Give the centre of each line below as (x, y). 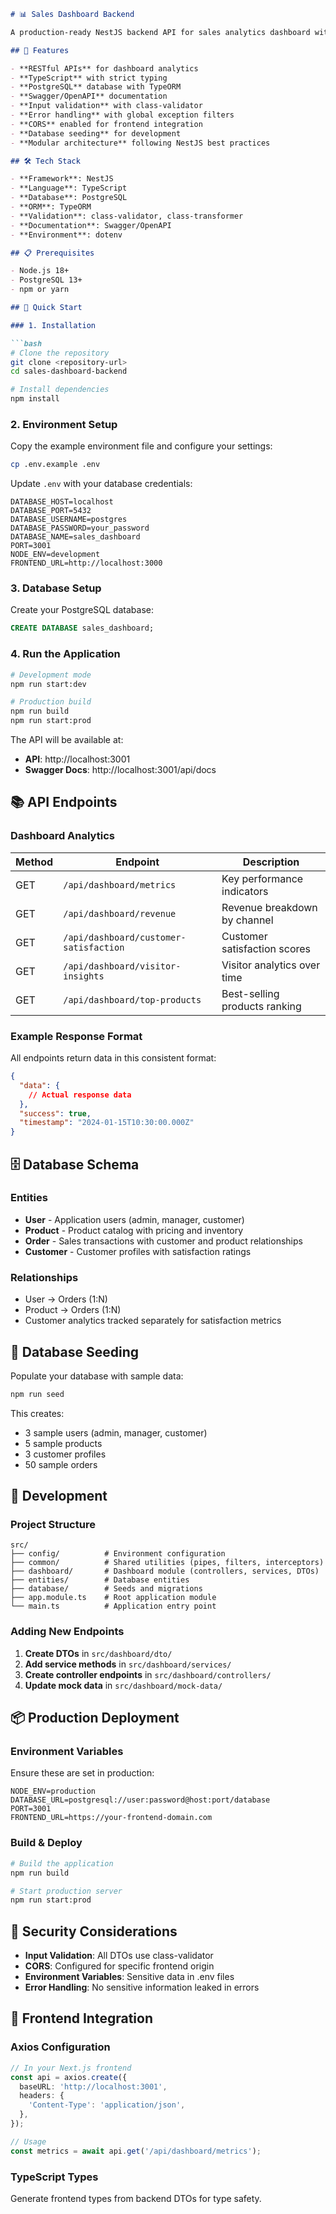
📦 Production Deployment (95, 1718)
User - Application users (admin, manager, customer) (134, 1219)
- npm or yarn (40, 290)
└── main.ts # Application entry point (113, 1606)
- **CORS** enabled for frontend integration (106, 124)
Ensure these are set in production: (82, 1773)
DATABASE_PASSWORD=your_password (80, 528)
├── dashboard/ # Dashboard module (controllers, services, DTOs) (165, 1571)
